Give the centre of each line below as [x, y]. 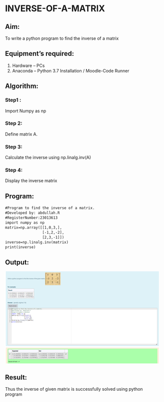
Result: [16, 377]
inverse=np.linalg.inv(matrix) [37, 242]
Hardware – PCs [28, 65]
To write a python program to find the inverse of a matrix [62, 38]
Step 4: [14, 170]
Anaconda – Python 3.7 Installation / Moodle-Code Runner [71, 71]
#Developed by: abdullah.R [32, 213]
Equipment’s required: [40, 54]
